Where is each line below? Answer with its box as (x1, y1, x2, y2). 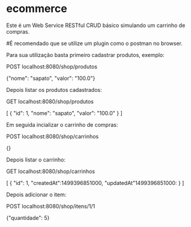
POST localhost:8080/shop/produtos (6, 62, 98, 70)
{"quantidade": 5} (6, 214, 50, 221)
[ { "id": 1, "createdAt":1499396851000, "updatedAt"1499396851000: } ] (6, 179, 184, 186)
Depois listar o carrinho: (6, 156, 66, 163)
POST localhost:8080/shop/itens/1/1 (6, 202, 95, 210)
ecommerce (6, 2, 67, 16)
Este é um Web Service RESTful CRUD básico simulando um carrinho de (6, 22, 186, 29)
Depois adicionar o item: (6, 191, 67, 198)
